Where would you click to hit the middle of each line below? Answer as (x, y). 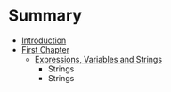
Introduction (44, 40)
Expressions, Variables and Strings (98, 59)
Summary (45, 16)
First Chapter (45, 49)
